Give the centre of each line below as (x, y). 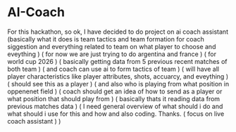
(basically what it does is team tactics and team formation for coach (106, 39)
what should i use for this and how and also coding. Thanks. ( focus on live (116, 114)
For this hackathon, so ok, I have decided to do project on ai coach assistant (118, 32)
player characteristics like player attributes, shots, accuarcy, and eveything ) (118, 76)
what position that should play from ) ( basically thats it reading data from (114, 98)
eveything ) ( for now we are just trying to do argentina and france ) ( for (112, 54)
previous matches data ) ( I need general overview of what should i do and (115, 106)
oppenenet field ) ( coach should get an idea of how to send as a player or (115, 91)
